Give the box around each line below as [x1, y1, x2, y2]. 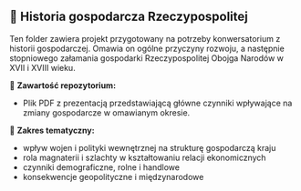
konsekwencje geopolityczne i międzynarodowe [22, 171, 204, 182]
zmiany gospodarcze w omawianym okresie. [22, 106, 191, 118]
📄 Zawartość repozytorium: [9, 79, 117, 91]
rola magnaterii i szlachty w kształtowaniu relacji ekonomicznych [22, 152, 266, 163]
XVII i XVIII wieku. [9, 62, 76, 73]
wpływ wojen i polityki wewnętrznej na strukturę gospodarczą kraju [22, 142, 276, 153]
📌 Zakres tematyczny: [9, 125, 95, 136]
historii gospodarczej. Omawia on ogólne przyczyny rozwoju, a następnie [9, 43, 285, 54]
